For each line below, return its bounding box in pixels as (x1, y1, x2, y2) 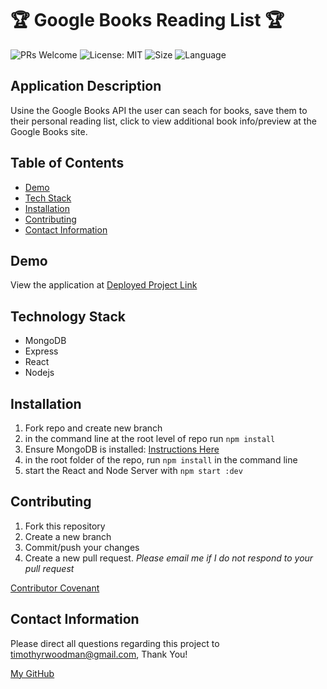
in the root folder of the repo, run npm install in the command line (24, 454, 298, 466)
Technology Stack (10, 308, 126, 325)
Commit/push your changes (24, 541, 140, 553)
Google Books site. (10, 125, 88, 137)
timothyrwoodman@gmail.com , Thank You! (10, 648, 188, 660)
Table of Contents (10, 155, 125, 172)
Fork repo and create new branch (24, 422, 163, 434)
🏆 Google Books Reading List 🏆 (10, 9, 285, 32)
